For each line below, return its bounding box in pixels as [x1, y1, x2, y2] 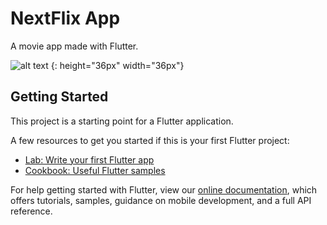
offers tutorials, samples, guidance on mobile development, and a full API [10, 194, 312, 206]
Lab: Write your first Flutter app [24, 153, 155, 166]
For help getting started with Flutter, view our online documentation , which [10, 183, 318, 196]
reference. [10, 205, 53, 217]
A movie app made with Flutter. [10, 40, 139, 52]
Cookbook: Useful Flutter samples [24, 164, 166, 176]
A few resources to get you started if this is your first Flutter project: [10, 134, 290, 146]
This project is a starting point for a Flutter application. [10, 115, 234, 127]
